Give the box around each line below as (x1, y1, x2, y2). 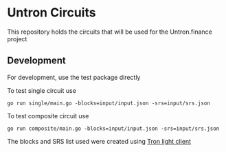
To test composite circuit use (7, 111, 89, 120)
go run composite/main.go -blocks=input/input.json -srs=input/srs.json (7, 125, 220, 132)
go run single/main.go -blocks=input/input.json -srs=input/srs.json (7, 100, 211, 107)
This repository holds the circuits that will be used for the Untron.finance (7, 28, 213, 36)
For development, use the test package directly (7, 73, 141, 81)
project (7, 34, 27, 43)
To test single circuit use (7, 86, 77, 94)
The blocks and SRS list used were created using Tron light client (7, 137, 191, 145)
